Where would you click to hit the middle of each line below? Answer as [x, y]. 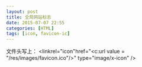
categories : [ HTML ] [30, 28]
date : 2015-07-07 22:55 [35, 23]
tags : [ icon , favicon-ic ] [38, 34]
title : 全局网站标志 [29, 17]
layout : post [22, 12]
